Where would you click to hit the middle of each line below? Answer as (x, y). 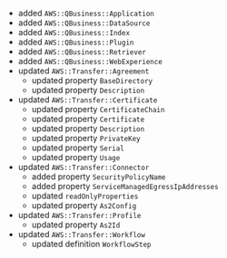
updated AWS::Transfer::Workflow (81, 234)
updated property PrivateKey (86, 138)
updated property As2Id (76, 225)
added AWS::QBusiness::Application (86, 13)
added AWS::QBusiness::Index (74, 32)
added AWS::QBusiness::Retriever (82, 52)
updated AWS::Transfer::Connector (84, 167)
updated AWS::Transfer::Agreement (84, 71)
